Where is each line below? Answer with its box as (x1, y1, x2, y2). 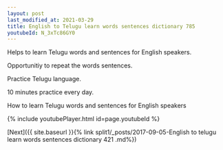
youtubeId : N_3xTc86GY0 (7, 29, 76, 36)
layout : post (7, 10, 45, 17)
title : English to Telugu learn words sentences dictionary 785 (7, 23, 195, 30)
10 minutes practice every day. (7, 88, 94, 96)
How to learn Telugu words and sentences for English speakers (7, 101, 187, 110)
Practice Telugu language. (7, 75, 81, 83)
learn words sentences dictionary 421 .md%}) (7, 136, 137, 144)
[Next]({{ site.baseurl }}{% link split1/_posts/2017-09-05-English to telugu (7, 128, 217, 136)
